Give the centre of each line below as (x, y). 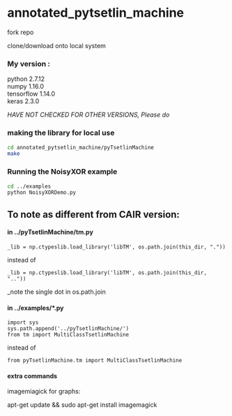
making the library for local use (61, 133)
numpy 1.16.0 (25, 87)
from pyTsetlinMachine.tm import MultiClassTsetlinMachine (95, 361)
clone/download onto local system (57, 45)
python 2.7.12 (26, 79)
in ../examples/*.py (36, 308)
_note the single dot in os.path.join (56, 292)
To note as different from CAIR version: (93, 214)
